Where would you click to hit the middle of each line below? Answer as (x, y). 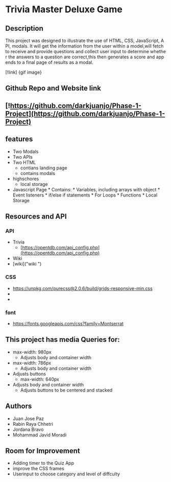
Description (24, 28)
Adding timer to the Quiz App (43, 463)
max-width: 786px (32, 363)
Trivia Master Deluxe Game (64, 9)
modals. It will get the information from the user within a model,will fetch (88, 46)
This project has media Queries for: (63, 339)
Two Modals (26, 151)
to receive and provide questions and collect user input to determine (77, 51)
